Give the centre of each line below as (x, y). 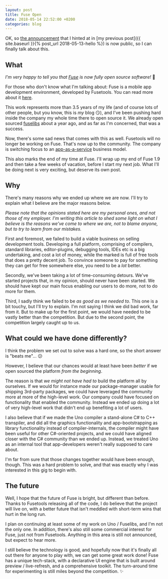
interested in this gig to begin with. (41, 470)
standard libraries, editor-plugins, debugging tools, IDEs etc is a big (75, 249)
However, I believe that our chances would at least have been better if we (81, 366)
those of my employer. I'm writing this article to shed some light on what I (81, 218)
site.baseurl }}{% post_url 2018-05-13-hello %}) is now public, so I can (78, 44)
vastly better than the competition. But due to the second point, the (75, 317)
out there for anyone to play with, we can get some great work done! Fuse (82, 555)
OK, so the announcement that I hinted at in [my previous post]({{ (73, 38)
